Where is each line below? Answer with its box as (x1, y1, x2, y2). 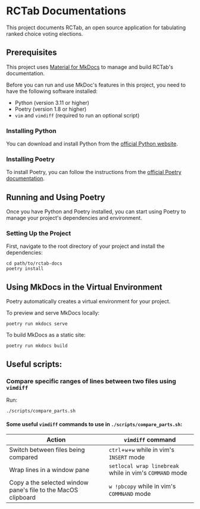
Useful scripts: (6, 359, 62, 369)
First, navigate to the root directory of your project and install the (6, 243, 165, 250)
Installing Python (6, 126, 57, 135)
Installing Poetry (6, 155, 55, 163)
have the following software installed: (6, 88, 98, 95)
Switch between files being (9, 446, 85, 454)
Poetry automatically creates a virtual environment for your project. (6, 298, 171, 305)
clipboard (9, 494, 36, 502)
